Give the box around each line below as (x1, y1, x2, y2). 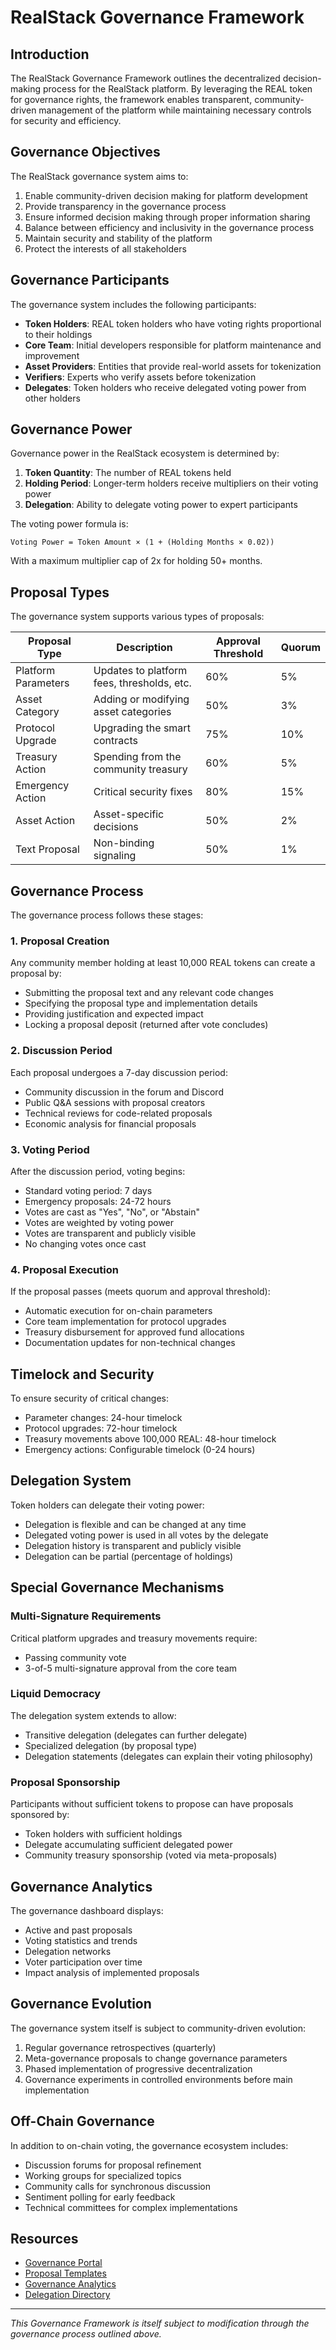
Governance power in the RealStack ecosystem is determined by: (10, 447, 280, 460)
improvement (24, 349, 80, 361)
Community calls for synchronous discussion (24, 2180, 211, 2192)
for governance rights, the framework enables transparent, (10, 94, 253, 105)
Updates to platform (93, 664, 188, 678)
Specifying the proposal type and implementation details (24, 997, 258, 1010)
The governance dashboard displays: (10, 1904, 164, 1916)
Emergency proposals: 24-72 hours (24, 1195, 172, 1207)
